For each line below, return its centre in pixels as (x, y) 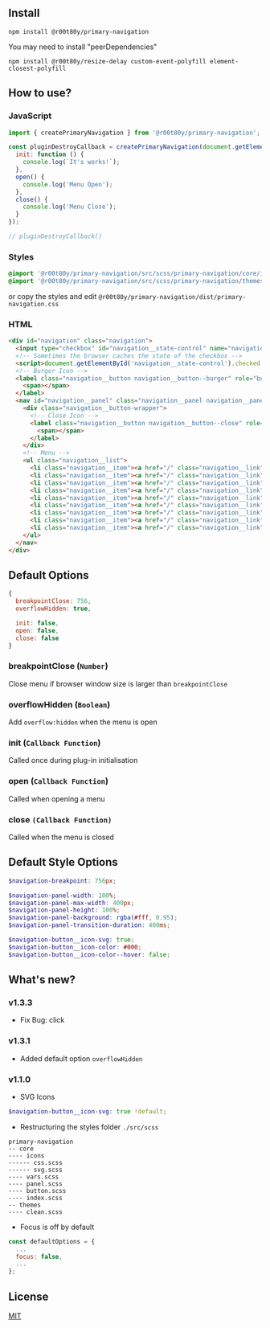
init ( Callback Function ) (55, 743)
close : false (37, 638)
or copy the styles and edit (53, 296)
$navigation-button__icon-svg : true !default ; (88, 1111)
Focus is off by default (57, 1227)
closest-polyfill (37, 68)
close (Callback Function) (60, 819)
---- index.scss (35, 1198)
